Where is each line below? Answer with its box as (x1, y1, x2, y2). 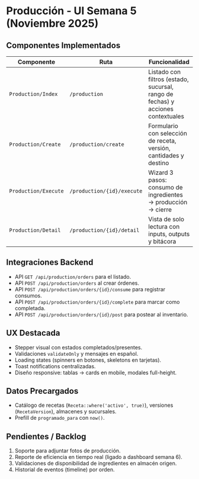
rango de (147, 90, 174, 98)
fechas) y (147, 98, 175, 105)
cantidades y (147, 152, 185, 159)
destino (147, 159, 169, 167)
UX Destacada (6, 328, 60, 338)
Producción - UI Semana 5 (6, 4, 137, 18)
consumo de (147, 184, 183, 191)
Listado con (147, 68, 181, 76)
